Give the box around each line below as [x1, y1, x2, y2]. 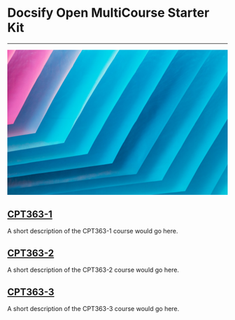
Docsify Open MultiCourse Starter [7, 5, 210, 21]
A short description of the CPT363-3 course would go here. [7, 305, 180, 313]
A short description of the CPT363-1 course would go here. [7, 227, 178, 235]
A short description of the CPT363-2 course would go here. [7, 266, 180, 274]
